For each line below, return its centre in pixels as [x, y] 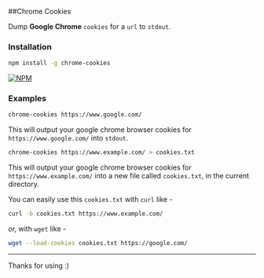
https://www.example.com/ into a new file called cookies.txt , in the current [129, 176]
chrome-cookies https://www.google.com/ [75, 115]
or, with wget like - [37, 229]
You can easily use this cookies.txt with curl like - [90, 199]
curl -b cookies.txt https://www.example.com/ [86, 214]
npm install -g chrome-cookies [59, 63]
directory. [24, 185]
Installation [30, 46]
